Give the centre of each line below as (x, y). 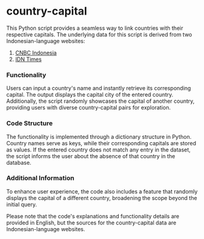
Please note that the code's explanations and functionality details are (93, 216)
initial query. (22, 204)
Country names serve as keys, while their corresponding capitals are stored (101, 143)
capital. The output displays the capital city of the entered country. (90, 95)
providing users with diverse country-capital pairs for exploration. (89, 108)
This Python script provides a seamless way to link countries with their (95, 28)
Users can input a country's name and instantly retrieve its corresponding (99, 88)
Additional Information (40, 178)
